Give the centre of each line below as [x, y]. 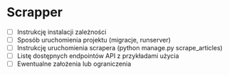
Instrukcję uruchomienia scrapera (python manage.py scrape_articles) [120, 48]
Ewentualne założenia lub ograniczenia [74, 64]
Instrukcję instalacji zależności [62, 32]
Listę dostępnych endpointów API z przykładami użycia [98, 56]
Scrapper [35, 12]
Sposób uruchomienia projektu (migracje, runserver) [94, 40]
